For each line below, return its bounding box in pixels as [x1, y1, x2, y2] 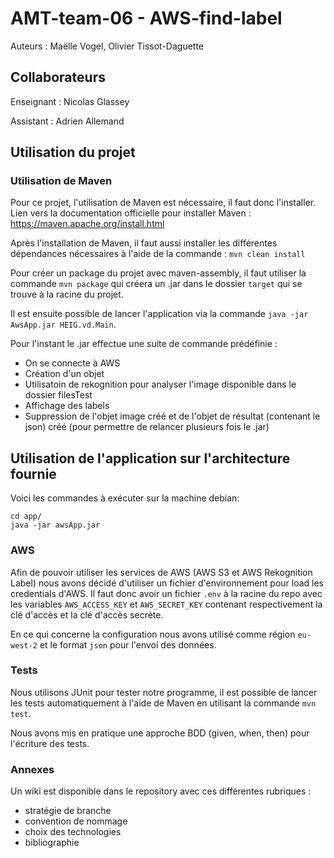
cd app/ [10, 512, 43, 522]
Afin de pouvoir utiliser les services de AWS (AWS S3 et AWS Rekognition [10, 566, 313, 578]
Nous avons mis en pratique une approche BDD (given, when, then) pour [10, 727, 310, 739]
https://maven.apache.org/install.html [10, 218, 165, 230]
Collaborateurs [10, 69, 106, 86]
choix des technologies [24, 826, 122, 838]
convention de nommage [24, 815, 128, 827]
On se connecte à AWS [24, 357, 121, 369]
